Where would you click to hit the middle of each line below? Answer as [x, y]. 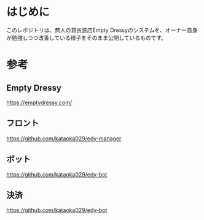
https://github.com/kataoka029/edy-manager [64, 138]
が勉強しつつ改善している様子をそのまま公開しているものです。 [87, 37]
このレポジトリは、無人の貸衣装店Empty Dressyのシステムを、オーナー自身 [102, 30]
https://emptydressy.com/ [39, 102]
